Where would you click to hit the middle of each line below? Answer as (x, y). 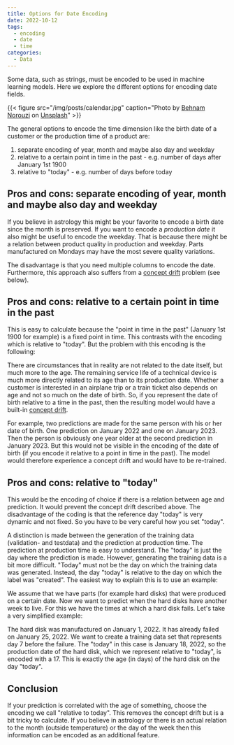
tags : (15, 27)
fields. (16, 94)
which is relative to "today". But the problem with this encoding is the (107, 344)
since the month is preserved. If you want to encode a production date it (111, 229)
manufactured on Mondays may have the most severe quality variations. (111, 251)
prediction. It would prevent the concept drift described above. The (104, 507)
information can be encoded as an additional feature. (83, 735)
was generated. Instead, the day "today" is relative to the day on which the (115, 573)
